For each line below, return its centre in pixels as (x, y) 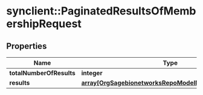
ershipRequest (44, 24)
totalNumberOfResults (42, 73)
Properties (27, 46)
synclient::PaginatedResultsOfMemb (101, 11)
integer (92, 73)
